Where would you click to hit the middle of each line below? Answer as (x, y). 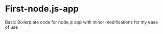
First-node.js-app (42, 9)
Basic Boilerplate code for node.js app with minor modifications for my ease (81, 22)
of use (12, 27)
